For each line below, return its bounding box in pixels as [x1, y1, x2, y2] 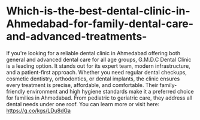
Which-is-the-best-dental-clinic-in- [6, 4, 190, 18]
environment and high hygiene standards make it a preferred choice [26, 88, 194, 95]
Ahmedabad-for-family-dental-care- [6, 17, 193, 31]
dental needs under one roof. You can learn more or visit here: [6, 100, 160, 107]
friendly [6, 88, 26, 95]
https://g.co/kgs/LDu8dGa [6, 107, 71, 114]
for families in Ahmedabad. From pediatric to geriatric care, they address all [6, 94, 193, 101]
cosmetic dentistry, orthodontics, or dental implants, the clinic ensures [6, 75, 180, 82]
